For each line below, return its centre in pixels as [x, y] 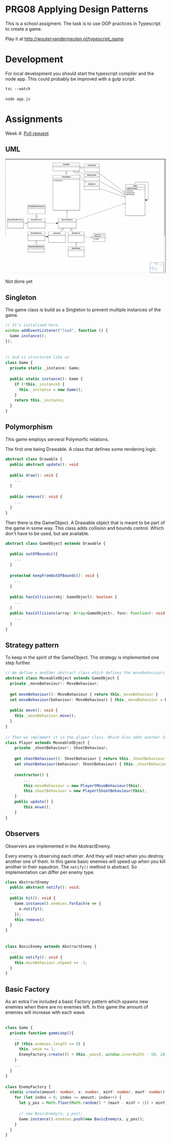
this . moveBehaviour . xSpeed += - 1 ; [51, 963]
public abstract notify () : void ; [45, 887]
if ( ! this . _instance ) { [40, 384]
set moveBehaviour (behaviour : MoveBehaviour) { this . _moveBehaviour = [86, 700]
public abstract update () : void [44, 465]
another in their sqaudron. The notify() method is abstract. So [71, 866]
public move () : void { [34, 711]
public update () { [34, 802]
